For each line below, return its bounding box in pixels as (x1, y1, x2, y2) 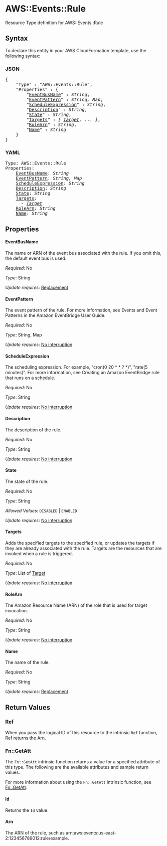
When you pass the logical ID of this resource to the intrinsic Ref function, (5, 730, 157, 736)
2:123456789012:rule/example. (5, 835, 69, 841)
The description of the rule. (5, 427, 62, 433)
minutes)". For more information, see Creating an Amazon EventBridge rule (5, 370, 159, 376)
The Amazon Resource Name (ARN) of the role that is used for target (5, 602, 147, 608)
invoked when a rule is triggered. (5, 550, 73, 557)
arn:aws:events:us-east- (66, 829, 116, 835)
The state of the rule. (5, 478, 49, 484)
